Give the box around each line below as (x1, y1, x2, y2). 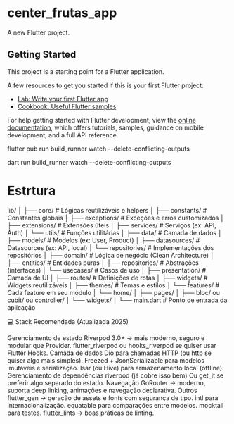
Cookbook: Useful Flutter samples (17, 102, 117, 111)
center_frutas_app (7, 5, 117, 21)
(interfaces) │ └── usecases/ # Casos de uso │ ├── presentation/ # (7, 266, 207, 274)
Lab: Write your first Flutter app (17, 94, 109, 103)
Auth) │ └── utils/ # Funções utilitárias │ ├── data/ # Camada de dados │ (7, 228, 223, 237)
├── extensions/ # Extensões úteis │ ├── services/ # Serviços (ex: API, (7, 220, 216, 230)
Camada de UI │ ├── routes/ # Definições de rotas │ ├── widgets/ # (7, 273, 208, 282)
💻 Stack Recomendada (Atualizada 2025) (7, 317, 129, 325)
